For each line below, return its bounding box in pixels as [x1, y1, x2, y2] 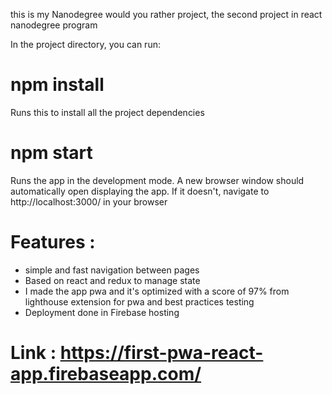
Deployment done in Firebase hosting [24, 306, 180, 318]
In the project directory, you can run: [10, 39, 161, 50]
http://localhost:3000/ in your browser [10, 195, 168, 208]
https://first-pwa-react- [59, 342, 264, 364]
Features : [10, 231, 96, 254]
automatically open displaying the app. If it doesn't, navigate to [10, 185, 270, 197]
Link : [10, 342, 57, 364]
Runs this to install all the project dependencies [10, 106, 205, 118]
